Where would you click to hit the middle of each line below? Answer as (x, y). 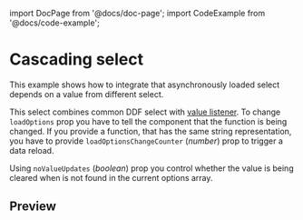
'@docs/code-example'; (54, 23)
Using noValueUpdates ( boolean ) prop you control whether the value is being (151, 168)
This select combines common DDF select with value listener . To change (145, 112)
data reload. (32, 150)
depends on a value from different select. (87, 94)
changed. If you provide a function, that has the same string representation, (151, 131)
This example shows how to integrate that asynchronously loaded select (145, 85)
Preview (33, 207)
